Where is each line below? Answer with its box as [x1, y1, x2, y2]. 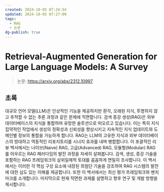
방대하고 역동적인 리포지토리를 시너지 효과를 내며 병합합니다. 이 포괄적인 [14, 138, 152, 144]
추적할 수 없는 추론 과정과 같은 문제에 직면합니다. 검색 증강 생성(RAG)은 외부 [10, 114, 155, 120]
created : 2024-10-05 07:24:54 [5, 7, 67, 12]
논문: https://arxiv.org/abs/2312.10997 [17, 78, 93, 84]
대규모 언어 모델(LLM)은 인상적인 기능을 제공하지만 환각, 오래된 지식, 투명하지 [5, 108, 153, 114]
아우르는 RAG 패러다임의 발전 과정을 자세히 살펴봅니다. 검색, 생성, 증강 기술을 [10, 150, 158, 157]
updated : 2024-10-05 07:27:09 [5, 12, 67, 17]
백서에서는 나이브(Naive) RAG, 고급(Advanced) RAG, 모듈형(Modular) [10, 144, 146, 150]
